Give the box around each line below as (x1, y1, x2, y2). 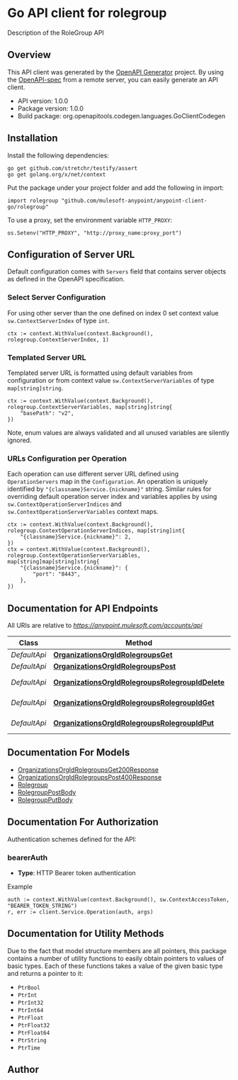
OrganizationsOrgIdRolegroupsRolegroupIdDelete (52, 677, 225, 687)
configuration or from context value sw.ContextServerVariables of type (7, 376, 215, 384)
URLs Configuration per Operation (7, 454, 127, 463)
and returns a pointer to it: (7, 969, 84, 977)
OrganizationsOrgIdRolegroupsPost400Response (17, 772, 161, 781)
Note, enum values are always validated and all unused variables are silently (7, 428, 230, 437)
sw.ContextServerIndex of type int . (7, 316, 110, 325)
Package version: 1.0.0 (17, 104, 84, 113)
